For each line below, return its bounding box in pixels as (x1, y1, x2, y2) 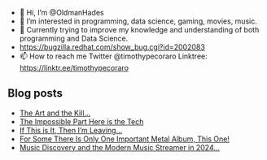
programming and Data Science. (19, 33, 129, 43)
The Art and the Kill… (19, 108, 91, 118)
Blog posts (7, 86, 63, 101)
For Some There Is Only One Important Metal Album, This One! (19, 134, 230, 144)
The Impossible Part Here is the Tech (19, 116, 144, 126)
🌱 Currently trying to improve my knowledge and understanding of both (19, 25, 260, 34)
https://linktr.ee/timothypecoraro (19, 63, 129, 72)
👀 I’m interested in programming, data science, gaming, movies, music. (19, 16, 257, 26)
